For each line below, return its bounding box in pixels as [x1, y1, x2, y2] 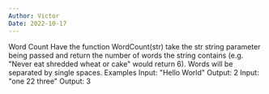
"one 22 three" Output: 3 [8, 76, 92, 86]
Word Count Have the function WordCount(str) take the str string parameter [8, 41, 261, 51]
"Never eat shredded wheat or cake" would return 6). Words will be [8, 58, 233, 69]
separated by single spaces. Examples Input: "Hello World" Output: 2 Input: [8, 67, 259, 77]
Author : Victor [8, 11, 60, 20]
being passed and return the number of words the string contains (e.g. [8, 50, 244, 60]
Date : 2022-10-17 [8, 19, 67, 28]
